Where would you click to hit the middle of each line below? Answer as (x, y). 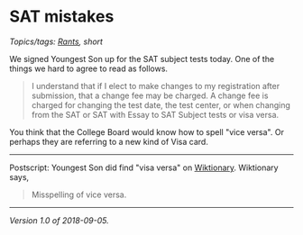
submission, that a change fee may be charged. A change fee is (150, 95)
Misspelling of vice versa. (79, 194)
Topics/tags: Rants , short (56, 41)
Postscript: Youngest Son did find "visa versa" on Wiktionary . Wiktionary (144, 167)
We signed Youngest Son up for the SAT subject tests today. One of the (142, 59)
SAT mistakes (62, 17)
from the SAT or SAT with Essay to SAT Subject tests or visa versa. (155, 114)
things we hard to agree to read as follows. (89, 68)
